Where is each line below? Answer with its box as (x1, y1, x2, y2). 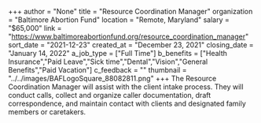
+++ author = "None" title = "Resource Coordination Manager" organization (8, 7, 253, 16)
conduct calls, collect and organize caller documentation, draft (8, 91, 211, 99)
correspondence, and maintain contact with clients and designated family (8, 99, 246, 108)
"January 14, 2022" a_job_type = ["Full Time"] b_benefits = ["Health (8, 49, 228, 58)
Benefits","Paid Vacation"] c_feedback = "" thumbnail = (8, 65, 187, 74)
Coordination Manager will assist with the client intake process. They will (8, 82, 244, 91)
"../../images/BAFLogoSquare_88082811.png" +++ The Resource (8, 74, 217, 83)
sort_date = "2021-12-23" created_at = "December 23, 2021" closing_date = (8, 40, 254, 50)
